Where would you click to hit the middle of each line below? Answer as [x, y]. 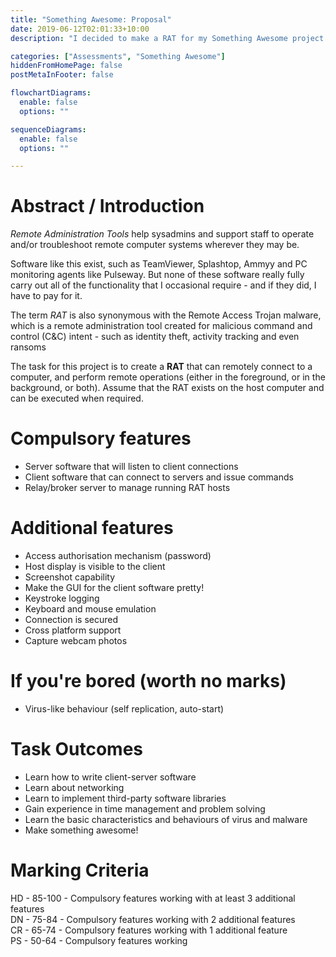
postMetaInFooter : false [62, 75]
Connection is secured [71, 620]
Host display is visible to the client [95, 567]
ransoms [28, 347]
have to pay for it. [46, 296]
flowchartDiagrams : [51, 93]
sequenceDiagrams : [48, 129]
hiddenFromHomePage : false [66, 66]
